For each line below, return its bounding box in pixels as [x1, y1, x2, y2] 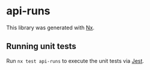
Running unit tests [6, 41, 77, 51]
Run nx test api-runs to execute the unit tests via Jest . [6, 57, 145, 64]
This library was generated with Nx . [6, 24, 95, 31]
